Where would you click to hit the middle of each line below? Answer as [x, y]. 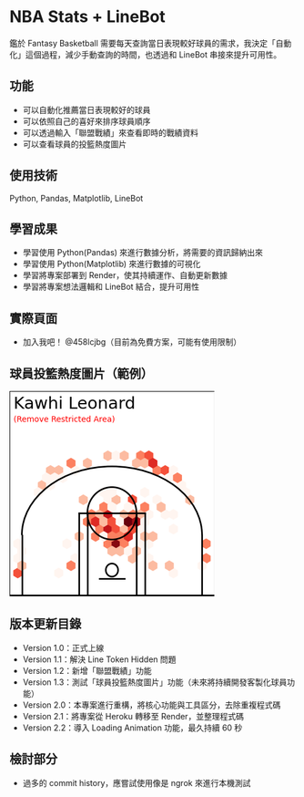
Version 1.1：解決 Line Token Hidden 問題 [99, 659]
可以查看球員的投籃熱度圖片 [75, 144]
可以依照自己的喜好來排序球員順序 [86, 121]
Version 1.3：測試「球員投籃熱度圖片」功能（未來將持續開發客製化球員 [155, 682]
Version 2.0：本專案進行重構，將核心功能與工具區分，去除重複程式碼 [152, 705]
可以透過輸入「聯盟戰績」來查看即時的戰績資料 [110, 132]
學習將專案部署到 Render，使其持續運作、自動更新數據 [125, 275]
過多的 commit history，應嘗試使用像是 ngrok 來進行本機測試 [137, 782]
